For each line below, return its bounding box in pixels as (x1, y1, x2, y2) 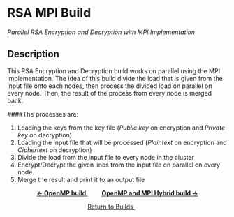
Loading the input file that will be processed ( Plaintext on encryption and (17, 138, 227, 147)
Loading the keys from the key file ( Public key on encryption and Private (17, 124, 226, 132)
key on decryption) (17, 130, 72, 139)
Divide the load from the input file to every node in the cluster (17, 153, 194, 161)
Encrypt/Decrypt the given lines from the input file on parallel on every (17, 160, 221, 169)
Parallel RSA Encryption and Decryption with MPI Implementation (7, 28, 196, 36)
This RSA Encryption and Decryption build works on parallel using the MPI (7, 66, 221, 75)
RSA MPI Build (7, 5, 92, 21)
